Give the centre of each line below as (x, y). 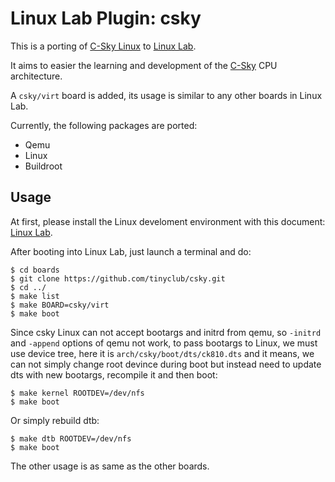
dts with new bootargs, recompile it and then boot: (114, 374)
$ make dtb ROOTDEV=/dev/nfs (71, 438)
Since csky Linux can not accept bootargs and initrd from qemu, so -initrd (166, 332)
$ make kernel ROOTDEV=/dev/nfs (77, 393)
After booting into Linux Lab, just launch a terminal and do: (131, 251)
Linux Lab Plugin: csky (106, 18)
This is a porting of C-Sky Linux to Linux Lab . (103, 46)
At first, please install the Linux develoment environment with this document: (168, 221)
